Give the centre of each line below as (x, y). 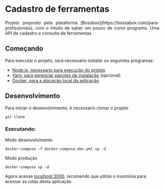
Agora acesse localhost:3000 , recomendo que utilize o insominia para (76, 176)
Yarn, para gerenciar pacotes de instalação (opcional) (66, 75)
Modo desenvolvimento (29, 140)
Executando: (21, 129)
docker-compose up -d (27, 167)
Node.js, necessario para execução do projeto (59, 70)
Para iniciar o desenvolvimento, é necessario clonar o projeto (67, 108)
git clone (15, 117)
